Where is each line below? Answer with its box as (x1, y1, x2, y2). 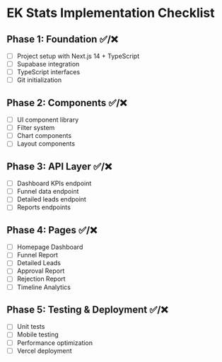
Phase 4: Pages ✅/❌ (6, 224, 98, 236)
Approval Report (16, 267, 65, 275)
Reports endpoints (16, 203, 71, 211)
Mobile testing (16, 330, 59, 339)
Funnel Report (16, 251, 58, 259)
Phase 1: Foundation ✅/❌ (6, 33, 118, 45)
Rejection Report (16, 274, 66, 284)
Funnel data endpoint (16, 187, 79, 196)
